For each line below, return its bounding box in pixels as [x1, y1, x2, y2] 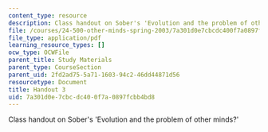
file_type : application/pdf [8, 33, 102, 42]
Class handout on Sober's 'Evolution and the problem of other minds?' [8, 115, 239, 124]
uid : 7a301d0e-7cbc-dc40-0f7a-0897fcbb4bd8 [8, 93, 156, 101]
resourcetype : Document [8, 78, 88, 86]
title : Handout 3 [8, 85, 66, 94]
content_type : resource [8, 11, 88, 20]
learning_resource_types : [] [8, 41, 105, 49]
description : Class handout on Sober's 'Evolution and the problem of [8, 19, 248, 27]
